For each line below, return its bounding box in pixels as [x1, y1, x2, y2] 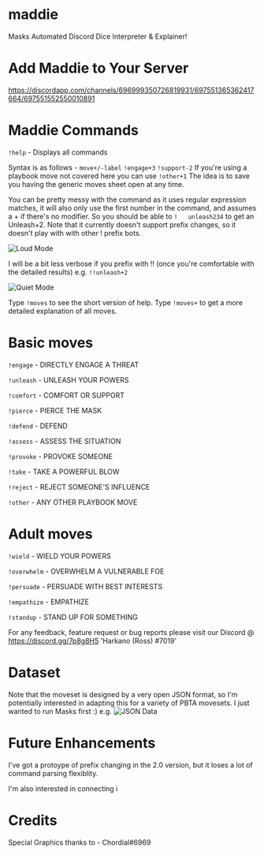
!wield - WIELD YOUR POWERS [8, 551, 112, 561]
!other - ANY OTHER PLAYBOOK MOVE [8, 497, 138, 506]
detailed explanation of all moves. [8, 306, 117, 315]
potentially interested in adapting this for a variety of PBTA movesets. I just [8, 698, 250, 708]
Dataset [8, 663, 61, 681]
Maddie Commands [8, 121, 139, 140]
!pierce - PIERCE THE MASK [8, 405, 102, 415]
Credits [8, 811, 58, 829]
